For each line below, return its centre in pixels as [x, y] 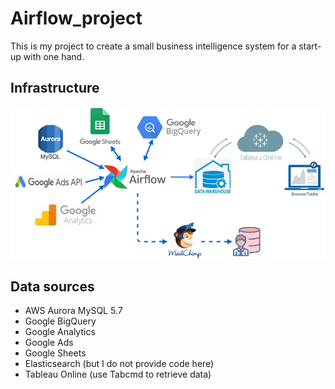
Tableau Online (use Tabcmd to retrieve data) [118, 374]
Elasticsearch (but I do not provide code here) [119, 364]
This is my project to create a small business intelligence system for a [153, 46]
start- [310, 46]
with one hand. [54, 56]
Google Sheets [55, 353]
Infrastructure [55, 88]
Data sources [52, 286]
